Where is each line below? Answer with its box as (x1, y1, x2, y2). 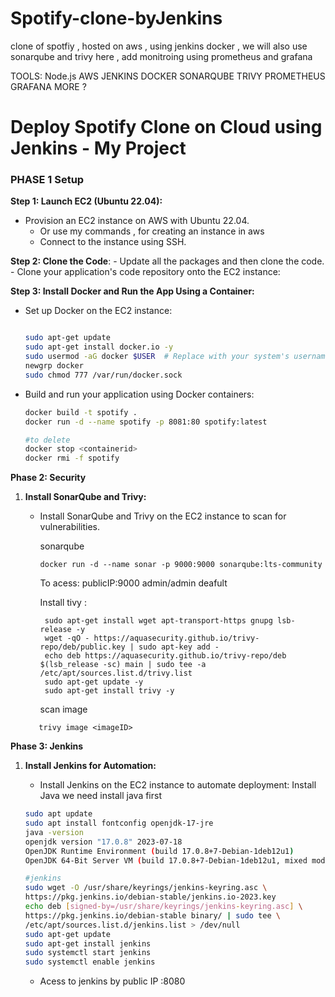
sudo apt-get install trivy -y (44, 686, 175, 696)
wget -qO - (44, 633, 90, 644)
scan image (39, 703, 88, 716)
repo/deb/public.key (39, 642, 126, 652)
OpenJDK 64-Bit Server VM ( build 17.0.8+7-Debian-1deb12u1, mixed (24, 855, 308, 866)
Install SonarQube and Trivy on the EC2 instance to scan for (39, 510, 287, 522)
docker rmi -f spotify (24, 453, 120, 464)
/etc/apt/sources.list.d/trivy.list (39, 668, 193, 679)
